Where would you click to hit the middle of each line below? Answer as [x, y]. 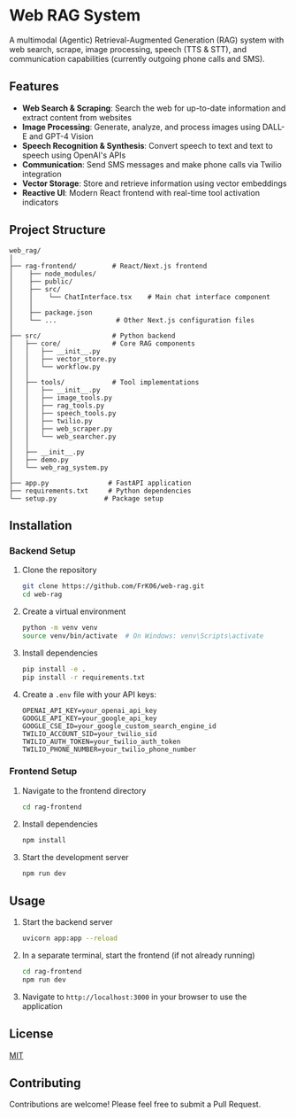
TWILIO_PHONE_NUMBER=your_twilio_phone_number [109, 749]
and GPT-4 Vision [62, 136]
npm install [44, 840]
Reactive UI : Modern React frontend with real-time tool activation [141, 192]
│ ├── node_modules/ [53, 274]
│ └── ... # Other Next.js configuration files [132, 320]
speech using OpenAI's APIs [74, 155]
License [31, 1034]
